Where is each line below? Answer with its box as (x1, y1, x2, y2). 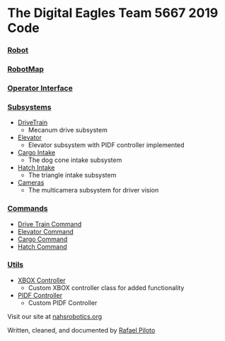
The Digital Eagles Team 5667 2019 (7, 5, 219, 21)
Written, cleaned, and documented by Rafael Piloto (7, 325, 156, 334)
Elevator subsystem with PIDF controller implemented (28, 141, 185, 149)
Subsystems (7, 102, 52, 112)
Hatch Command (17, 242, 67, 250)
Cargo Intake (17, 149, 55, 157)
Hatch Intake (17, 163, 55, 172)
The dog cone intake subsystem (28, 156, 122, 164)
